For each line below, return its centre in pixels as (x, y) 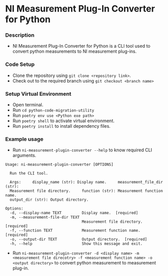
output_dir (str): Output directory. (49, 200)
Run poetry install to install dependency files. (61, 126)
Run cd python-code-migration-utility (53, 110)
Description (20, 35)
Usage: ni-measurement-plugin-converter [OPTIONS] (59, 165)
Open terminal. (28, 105)
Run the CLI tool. (29, 173)
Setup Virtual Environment (38, 94)
